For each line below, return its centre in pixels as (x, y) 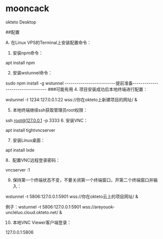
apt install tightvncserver (30, 130)
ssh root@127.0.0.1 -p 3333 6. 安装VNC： (47, 120)
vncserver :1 (18, 170)
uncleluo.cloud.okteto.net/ (32, 212)
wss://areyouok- (99, 207)
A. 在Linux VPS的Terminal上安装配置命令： (48, 43)
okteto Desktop (21, 22)
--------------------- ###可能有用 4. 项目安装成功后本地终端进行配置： (77, 89)
